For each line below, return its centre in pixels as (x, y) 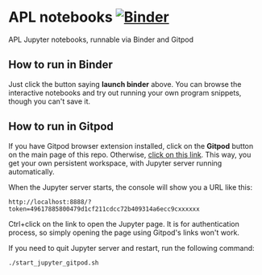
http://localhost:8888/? (50, 202)
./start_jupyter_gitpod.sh (54, 263)
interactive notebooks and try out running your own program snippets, (125, 92)
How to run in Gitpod (61, 127)
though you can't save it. (50, 101)
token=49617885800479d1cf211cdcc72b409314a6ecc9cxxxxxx (104, 209)
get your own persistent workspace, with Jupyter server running (115, 163)
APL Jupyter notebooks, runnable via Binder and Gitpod (101, 39)
